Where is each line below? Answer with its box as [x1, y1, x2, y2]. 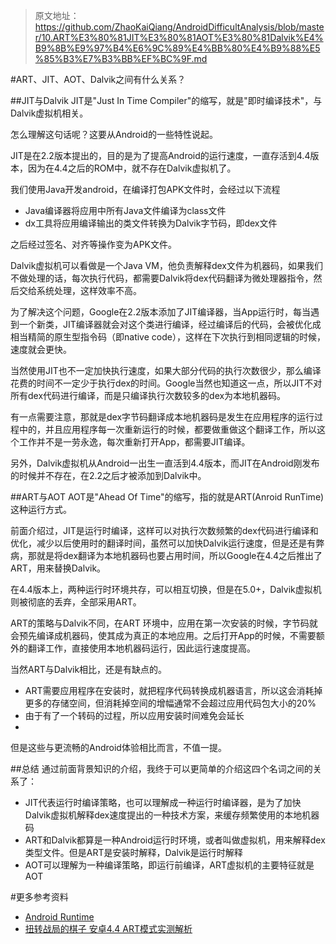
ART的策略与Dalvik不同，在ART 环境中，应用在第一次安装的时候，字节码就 [10, 617, 318, 629]
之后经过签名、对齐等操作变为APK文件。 [10, 239, 178, 250]
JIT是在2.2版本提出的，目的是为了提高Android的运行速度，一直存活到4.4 [10, 150, 311, 161]
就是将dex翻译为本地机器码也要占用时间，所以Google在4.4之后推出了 [36, 550, 323, 561]
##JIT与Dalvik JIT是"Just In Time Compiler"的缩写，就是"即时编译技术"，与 [10, 95, 323, 106]
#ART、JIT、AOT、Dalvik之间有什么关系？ [10, 74, 187, 85]
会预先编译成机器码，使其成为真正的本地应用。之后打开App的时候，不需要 [10, 630, 317, 641]
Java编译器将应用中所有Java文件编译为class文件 [24, 205, 227, 216]
